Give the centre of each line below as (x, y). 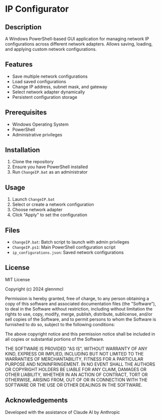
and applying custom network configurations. (51, 49)
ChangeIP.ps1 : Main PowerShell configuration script (64, 247)
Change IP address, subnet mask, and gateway (60, 87)
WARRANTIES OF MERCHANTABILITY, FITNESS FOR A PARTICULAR (74, 359)
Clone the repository (33, 162)
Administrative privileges (37, 134)
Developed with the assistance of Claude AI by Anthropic (63, 412)
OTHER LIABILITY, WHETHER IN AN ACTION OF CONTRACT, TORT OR (76, 375)
